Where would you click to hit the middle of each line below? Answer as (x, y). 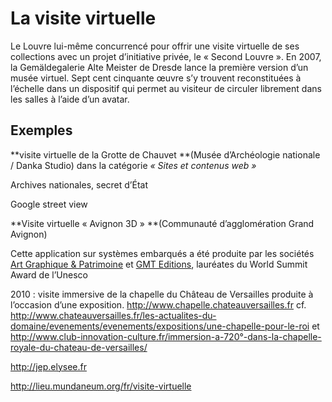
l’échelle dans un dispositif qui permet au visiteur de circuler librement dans (166, 88)
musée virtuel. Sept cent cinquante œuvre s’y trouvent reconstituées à (156, 78)
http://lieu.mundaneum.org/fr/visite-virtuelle (101, 386)
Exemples (41, 130)
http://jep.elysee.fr (48, 366)
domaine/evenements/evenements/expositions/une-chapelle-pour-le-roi (160, 326)
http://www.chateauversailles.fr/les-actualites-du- (113, 315)
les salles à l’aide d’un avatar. (70, 99)
